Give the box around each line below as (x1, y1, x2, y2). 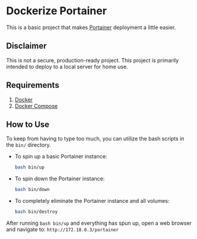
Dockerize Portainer (6, 4, 107, 18)
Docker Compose (14, 102, 58, 109)
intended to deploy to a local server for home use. (6, 63, 129, 70)
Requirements (6, 80, 59, 90)
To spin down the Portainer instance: (14, 175, 105, 182)
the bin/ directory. (6, 141, 52, 149)
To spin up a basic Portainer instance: (14, 153, 107, 160)
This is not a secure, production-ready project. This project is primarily (6, 56, 179, 63)
